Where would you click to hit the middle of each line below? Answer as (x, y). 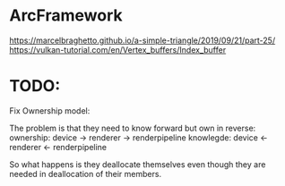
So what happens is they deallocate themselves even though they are (138, 164)
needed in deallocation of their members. (86, 173)
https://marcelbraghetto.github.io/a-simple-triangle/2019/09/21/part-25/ (142, 40)
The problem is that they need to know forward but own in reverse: (133, 128)
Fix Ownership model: (50, 110)
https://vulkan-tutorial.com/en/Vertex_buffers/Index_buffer (118, 49)
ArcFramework (66, 16)
